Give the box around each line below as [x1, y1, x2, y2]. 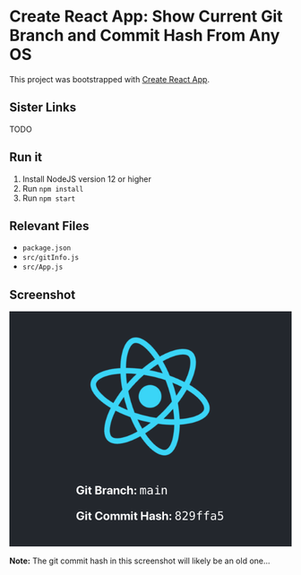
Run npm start [21, 193, 76, 203]
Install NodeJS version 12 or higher [21, 173, 152, 185]
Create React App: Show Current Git [9, 6, 284, 27]
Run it [9, 150, 43, 165]
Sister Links [9, 100, 77, 116]
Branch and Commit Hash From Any [9, 25, 280, 46]
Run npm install [21, 183, 84, 193]
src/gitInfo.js [21, 253, 80, 262]
